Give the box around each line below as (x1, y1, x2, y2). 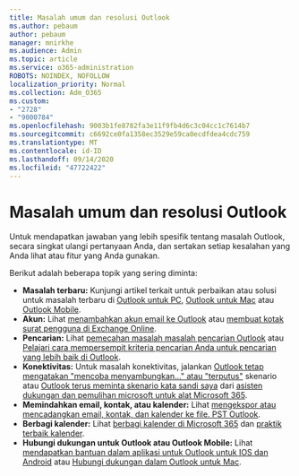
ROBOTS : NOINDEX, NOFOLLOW (9, 72, 110, 81)
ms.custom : (9, 96, 50, 106)
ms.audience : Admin (9, 47, 82, 56)
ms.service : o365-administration (9, 64, 134, 73)
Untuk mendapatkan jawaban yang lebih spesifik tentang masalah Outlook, (9, 231, 286, 242)
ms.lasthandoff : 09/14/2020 (9, 154, 115, 164)
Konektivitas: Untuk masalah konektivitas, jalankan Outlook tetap (21, 361, 264, 372)
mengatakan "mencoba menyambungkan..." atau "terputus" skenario (21, 371, 278, 382)
